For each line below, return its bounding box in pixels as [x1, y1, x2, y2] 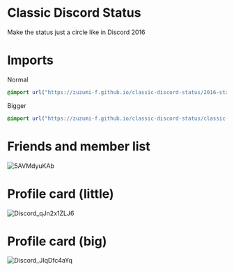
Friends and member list [7, 138, 151, 154]
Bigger [7, 101, 26, 109]
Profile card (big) [7, 233, 107, 249]
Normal [7, 75, 29, 84]
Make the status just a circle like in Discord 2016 [7, 28, 146, 36]
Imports [7, 52, 54, 68]
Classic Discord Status [7, 5, 141, 21]
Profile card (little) [7, 186, 114, 201]
